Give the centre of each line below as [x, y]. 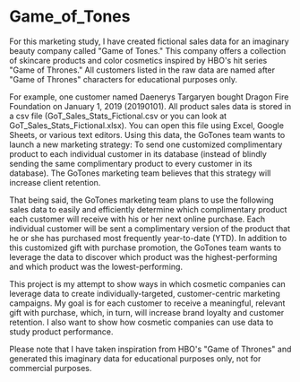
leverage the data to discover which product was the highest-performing [143, 256]
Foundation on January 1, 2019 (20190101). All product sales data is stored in [150, 106]
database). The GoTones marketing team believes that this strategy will [140, 173]
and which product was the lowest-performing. [96, 266]
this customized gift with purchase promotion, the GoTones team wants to [146, 247]
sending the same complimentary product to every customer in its [131, 163]
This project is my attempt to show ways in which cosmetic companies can [148, 283]
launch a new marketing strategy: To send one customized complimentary [146, 144]
